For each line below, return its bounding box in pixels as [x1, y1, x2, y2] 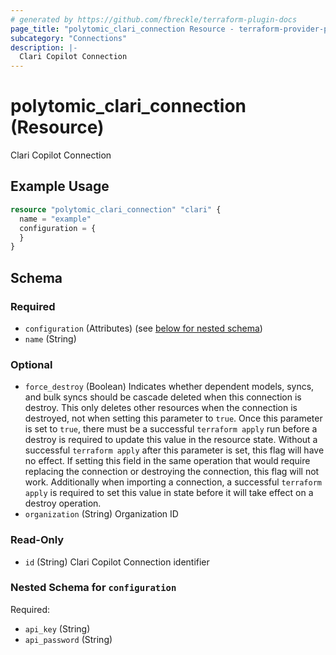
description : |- [10, 42, 78, 53]
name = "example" [19, 214, 92, 224]
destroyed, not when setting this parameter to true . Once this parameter [24, 412, 323, 425]
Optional [10, 357, 53, 371]
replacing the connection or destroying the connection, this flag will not [24, 466, 320, 478]
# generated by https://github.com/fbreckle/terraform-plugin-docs [10, 14, 298, 25]
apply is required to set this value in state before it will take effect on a [24, 487, 314, 499]
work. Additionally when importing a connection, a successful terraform [24, 476, 323, 488]
